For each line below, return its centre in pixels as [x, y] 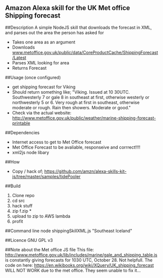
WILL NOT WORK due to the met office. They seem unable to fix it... [73, 270]
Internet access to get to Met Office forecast [57, 142]
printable [21, 123]
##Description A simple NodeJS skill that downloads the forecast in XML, [79, 27]
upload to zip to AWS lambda [41, 216]
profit [18, 221]
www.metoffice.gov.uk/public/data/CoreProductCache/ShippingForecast [85, 52]
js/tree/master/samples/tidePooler [46, 176]
